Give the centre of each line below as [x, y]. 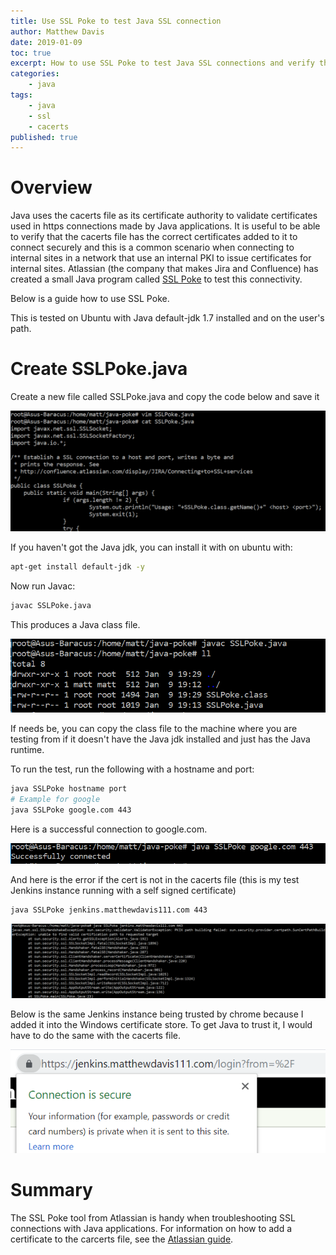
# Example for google [55, 800]
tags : [21, 95]
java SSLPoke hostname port [69, 789]
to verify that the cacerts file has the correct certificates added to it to [154, 237]
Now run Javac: [43, 586]
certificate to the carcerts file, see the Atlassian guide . [122, 1239]
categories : [35, 74]
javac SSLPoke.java [51, 605]
